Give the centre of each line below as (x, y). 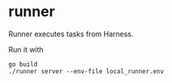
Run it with (26, 49)
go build (23, 64)
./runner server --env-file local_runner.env (86, 71)
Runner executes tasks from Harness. (71, 34)
